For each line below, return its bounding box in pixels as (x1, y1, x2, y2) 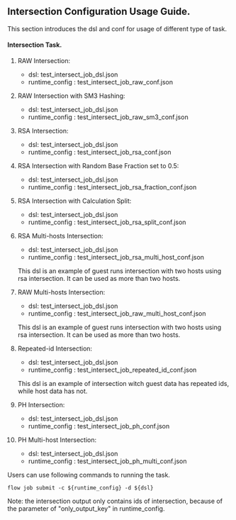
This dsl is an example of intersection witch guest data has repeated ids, (17, 380, 229, 388)
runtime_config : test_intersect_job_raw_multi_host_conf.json (28, 309, 206, 318)
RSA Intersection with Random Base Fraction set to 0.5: (17, 162, 179, 170)
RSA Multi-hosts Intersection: (17, 232, 104, 240)
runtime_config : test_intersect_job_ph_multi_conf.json (28, 457, 187, 465)
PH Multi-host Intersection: (17, 436, 97, 444)
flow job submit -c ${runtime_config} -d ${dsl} (7, 485, 154, 492)
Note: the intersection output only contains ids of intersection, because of (7, 497, 223, 506)
